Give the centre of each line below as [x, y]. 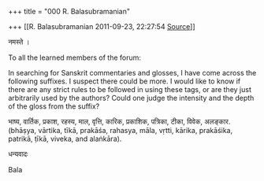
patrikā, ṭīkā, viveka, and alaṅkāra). [65, 139]
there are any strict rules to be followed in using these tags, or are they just [130, 89]
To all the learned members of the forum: [75, 57]
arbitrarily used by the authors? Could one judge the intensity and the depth [131, 98]
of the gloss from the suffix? [54, 106]
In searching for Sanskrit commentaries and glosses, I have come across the [132, 73]
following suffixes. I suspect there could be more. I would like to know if [125, 81]
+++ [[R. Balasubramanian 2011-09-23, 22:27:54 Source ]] [102, 26]
